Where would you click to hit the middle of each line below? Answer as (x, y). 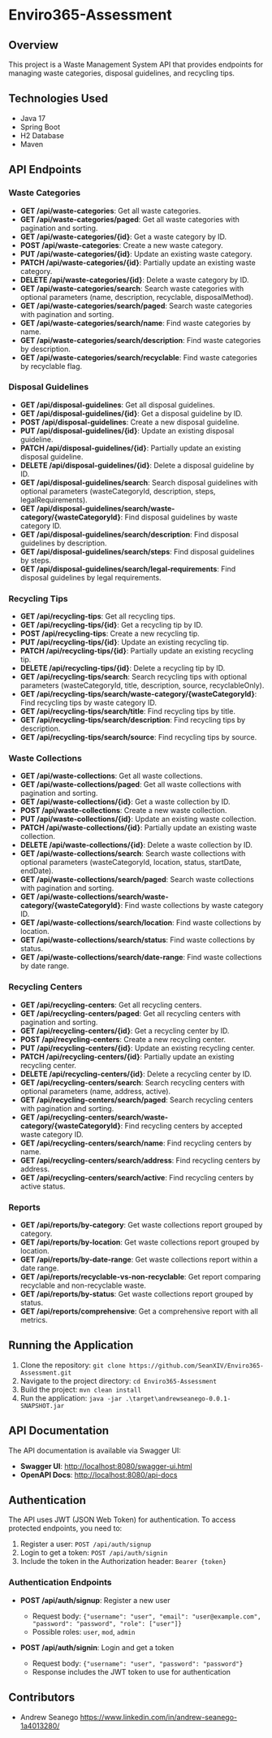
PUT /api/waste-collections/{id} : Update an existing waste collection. (138, 819)
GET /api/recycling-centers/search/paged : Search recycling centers (136, 1100)
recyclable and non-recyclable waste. (83, 1285)
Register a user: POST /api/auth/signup (86, 1544)
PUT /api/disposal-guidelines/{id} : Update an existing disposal (127, 430)
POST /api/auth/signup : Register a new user (95, 1600)
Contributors (42, 1698)
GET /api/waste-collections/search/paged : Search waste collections (137, 880)
